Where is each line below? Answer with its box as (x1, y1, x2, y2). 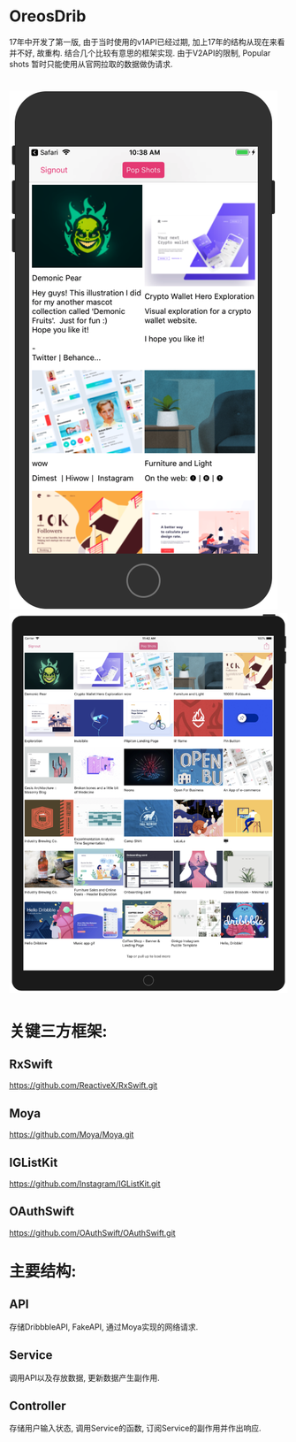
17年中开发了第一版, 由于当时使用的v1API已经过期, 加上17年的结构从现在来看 (9, 36, 285, 47)
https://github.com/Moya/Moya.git (9, 1130, 134, 1140)
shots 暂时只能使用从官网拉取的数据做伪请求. (9, 58, 173, 69)
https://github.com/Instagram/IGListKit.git (9, 1178, 161, 1189)
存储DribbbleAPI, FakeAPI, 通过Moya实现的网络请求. (9, 1321, 199, 1332)
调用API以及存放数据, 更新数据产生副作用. (9, 1372, 161, 1383)
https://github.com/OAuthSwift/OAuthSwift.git (9, 1227, 176, 1238)
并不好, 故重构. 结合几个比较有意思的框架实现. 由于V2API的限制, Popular (9, 47, 271, 58)
